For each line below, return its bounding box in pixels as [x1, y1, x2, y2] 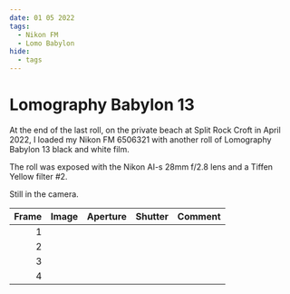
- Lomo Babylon [17, 38, 75, 48]
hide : [9, 47, 30, 56]
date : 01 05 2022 [9, 13, 75, 23]
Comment [177, 210, 221, 222]
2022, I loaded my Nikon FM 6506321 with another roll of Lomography [9, 133, 272, 145]
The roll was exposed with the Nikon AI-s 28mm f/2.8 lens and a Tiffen [9, 161, 274, 172]
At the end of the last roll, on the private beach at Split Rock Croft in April [9, 124, 281, 135]
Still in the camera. [9, 188, 79, 200]
